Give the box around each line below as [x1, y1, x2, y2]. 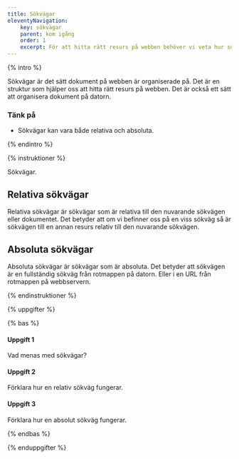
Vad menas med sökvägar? [7, 351, 87, 360]
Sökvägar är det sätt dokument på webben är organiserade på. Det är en [7, 77, 221, 86]
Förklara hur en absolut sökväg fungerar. [7, 415, 127, 424]
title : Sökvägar [7, 10, 55, 18]
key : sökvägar [20, 24, 62, 31]
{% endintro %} [7, 140, 53, 148]
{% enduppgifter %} [7, 443, 67, 452]
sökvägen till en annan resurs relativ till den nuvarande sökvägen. [7, 223, 200, 231]
